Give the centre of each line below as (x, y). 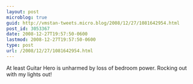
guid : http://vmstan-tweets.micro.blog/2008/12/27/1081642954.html (93, 23)
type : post (20, 46)
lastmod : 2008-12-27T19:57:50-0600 (51, 40)
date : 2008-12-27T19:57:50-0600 (47, 34)
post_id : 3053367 (28, 28)
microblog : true (27, 17)
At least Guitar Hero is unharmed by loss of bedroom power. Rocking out (97, 68)
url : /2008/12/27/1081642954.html (50, 51)
